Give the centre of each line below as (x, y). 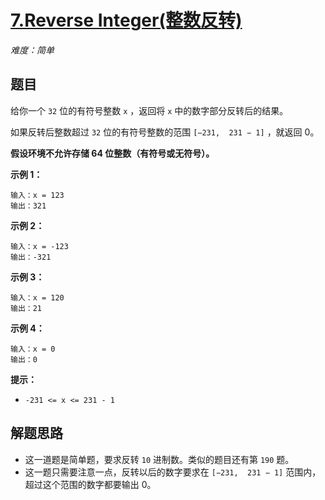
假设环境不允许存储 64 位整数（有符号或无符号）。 (112, 153)
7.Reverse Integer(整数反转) (126, 20)
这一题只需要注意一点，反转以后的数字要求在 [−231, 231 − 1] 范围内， (173, 472)
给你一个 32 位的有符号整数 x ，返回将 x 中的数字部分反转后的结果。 (149, 110)
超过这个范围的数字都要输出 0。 (90, 484)
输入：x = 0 (33, 349)
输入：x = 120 (37, 297)
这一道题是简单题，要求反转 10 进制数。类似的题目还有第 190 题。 (159, 459)
